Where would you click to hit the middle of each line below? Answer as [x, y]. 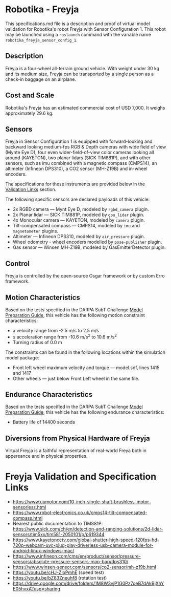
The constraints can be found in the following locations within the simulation [86, 352]
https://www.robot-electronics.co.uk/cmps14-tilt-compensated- [80, 513]
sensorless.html [29, 507]
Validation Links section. [31, 189]
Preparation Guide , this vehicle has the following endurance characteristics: [85, 412]
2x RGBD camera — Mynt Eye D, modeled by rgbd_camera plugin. [81, 209]
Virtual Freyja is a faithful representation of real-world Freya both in [76, 451]
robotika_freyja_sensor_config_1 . [41, 40]
